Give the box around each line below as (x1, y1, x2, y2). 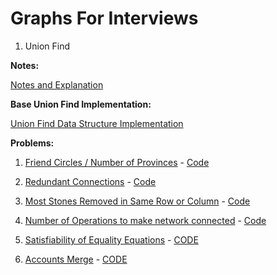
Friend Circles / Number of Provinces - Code (24, 156, 210, 168)
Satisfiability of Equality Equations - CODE (24, 233, 199, 246)
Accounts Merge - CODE (24, 253, 128, 265)
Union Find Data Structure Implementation (10, 117, 184, 129)
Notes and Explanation (10, 78, 104, 91)
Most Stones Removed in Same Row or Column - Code (24, 195, 251, 207)
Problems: (10, 137, 55, 149)
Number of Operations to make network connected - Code (24, 214, 267, 226)
